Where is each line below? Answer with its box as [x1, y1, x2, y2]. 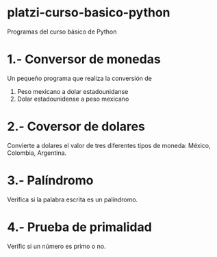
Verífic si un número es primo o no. [7, 242, 106, 250]
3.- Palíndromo [7, 173, 94, 188]
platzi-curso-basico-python [7, 5, 170, 21]
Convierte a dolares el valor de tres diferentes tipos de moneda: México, [7, 141, 211, 149]
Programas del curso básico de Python [7, 27, 117, 36]
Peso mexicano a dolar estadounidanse [16, 87, 129, 95]
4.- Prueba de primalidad [7, 219, 152, 234]
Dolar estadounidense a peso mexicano [16, 95, 129, 103]
